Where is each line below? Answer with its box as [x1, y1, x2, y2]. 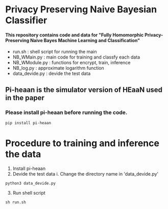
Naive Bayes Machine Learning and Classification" [30, 37, 140, 43]
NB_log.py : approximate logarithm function [12, 65, 105, 71]
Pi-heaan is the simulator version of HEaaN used [5, 85, 162, 94]
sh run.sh [5, 200, 27, 205]
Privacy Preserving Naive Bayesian [5, 4, 157, 15]
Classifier [5, 14, 47, 26]
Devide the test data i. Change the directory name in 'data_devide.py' [12, 171, 159, 177]
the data [5, 148, 41, 160]
